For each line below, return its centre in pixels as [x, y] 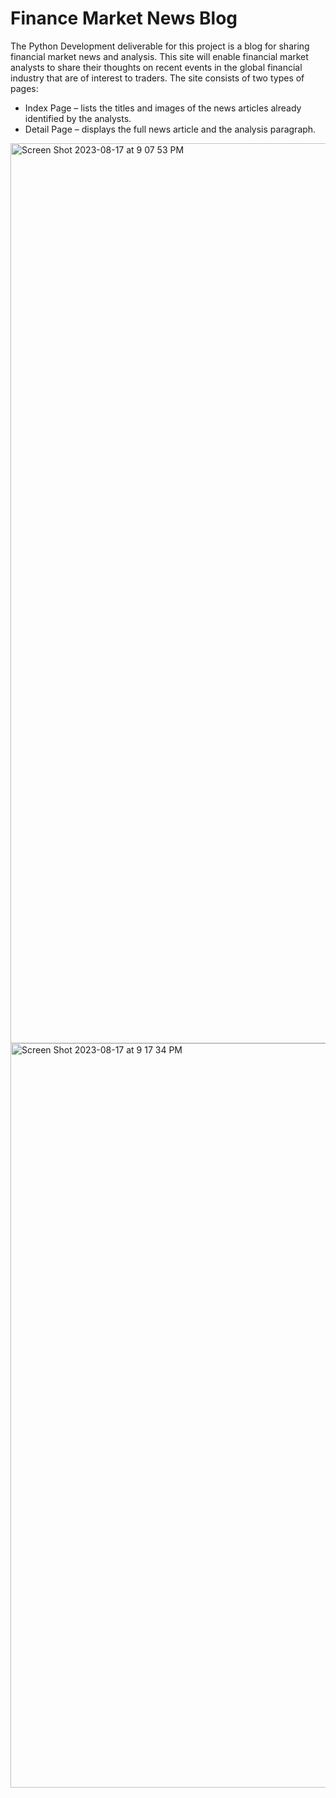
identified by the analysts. [78, 118]
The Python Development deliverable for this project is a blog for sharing [160, 46]
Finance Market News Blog [124, 18]
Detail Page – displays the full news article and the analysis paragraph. [170, 129]
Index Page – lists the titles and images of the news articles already [163, 108]
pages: [24, 88]
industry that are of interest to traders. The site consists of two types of [157, 78]
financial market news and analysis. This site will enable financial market [159, 56]
